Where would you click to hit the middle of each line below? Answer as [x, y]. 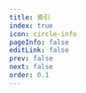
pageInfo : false [39, 42]
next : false [31, 67]
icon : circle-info [43, 34]
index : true [31, 26]
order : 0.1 [29, 75]
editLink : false [39, 50]
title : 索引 [30, 17]
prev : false [31, 58]
